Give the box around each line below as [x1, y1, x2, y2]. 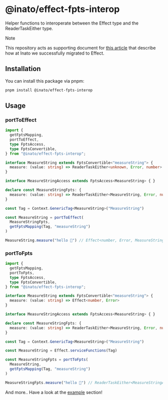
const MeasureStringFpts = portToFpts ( [5, 357, 88, 362]
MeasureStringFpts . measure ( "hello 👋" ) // [5, 380, 93, 385]
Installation [5, 65, 41, 73]
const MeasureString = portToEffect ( [5, 215, 84, 220]
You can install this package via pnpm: [5, 78, 84, 84]
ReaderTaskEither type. [5, 25, 53, 31]
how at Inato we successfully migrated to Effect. [5, 50, 104, 56]
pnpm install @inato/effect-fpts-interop [5, 88, 93, 93]
